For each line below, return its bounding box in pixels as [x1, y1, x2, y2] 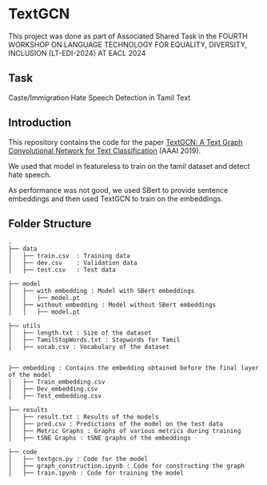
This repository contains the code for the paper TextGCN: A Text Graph [8, 137, 243, 146]
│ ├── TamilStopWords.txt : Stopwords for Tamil [8, 336, 181, 344]
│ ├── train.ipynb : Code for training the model [8, 469, 184, 477]
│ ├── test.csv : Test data [8, 266, 116, 275]
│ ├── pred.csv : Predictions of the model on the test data [8, 420, 224, 428]
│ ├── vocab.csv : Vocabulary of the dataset [8, 343, 170, 351]
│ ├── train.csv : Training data [8, 252, 130, 260]
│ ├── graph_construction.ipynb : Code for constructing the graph [8, 462, 245, 471]
